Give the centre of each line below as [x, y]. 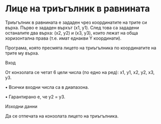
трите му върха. [22, 53]
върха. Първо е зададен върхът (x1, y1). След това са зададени [72, 27]
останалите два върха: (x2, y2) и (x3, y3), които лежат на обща [72, 33]
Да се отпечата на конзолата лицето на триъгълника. [62, 116]
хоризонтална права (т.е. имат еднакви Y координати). [63, 38]
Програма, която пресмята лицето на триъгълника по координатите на [81, 48]
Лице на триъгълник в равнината [78, 9]
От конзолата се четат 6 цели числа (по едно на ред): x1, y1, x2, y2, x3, [80, 72]
